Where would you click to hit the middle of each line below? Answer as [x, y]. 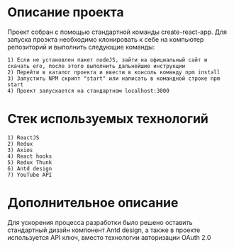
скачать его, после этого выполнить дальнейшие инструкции [96, 66]
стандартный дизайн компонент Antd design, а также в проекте [104, 230]
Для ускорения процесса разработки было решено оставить [100, 222]
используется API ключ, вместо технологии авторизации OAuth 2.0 [109, 237]
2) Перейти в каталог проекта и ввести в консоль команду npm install [114, 72]
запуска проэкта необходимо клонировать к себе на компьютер [106, 39]
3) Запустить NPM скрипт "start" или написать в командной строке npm [114, 79]
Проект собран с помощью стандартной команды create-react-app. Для [117, 32]
